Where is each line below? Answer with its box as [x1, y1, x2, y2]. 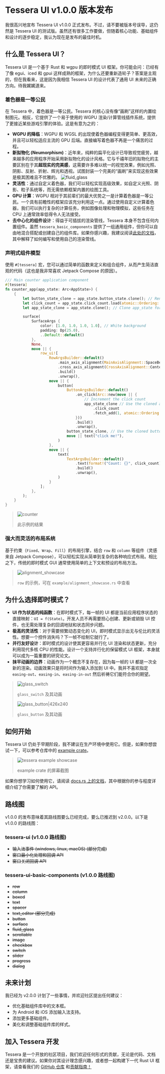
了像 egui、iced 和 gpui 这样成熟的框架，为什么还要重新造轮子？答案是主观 [5, 70, 157, 76]
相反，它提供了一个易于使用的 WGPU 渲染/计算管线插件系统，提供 [22, 115, 156, 120]
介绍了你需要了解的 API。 [9, 784, 61, 790]
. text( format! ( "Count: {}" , [75, 461, 133, 466]
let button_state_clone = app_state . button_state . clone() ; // [23, 296, 153, 301]
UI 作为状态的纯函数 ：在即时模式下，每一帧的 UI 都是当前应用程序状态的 [12, 609, 158, 615]
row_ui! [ [40, 351, 58, 356]
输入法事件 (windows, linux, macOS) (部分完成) [12, 846, 107, 852]
